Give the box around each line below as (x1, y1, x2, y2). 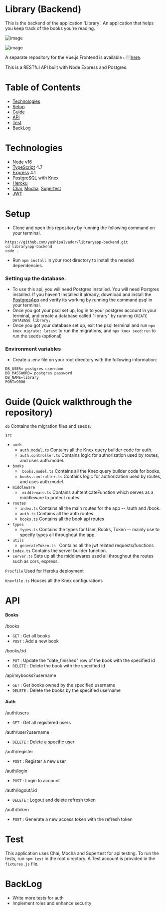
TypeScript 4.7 (12, 164, 43, 170)
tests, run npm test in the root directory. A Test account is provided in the (5, 855, 156, 862)
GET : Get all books (12, 632, 50, 638)
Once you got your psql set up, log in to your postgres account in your (12, 307, 157, 313)
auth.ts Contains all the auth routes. (19, 511, 95, 517)
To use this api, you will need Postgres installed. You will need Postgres (12, 286, 160, 293)
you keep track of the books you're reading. (5, 25, 96, 31)
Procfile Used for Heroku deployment (5, 568, 84, 574)
